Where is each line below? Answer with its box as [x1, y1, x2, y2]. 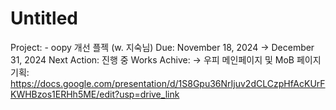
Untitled [10, 7, 79, 30]
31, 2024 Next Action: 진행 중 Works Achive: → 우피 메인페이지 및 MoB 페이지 [10, 53, 322, 66]
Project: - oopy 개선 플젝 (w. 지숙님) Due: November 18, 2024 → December [10, 41, 315, 53]
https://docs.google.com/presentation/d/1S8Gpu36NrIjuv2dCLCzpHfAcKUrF [10, 77, 326, 89]
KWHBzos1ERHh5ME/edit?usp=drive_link [10, 88, 180, 100]
